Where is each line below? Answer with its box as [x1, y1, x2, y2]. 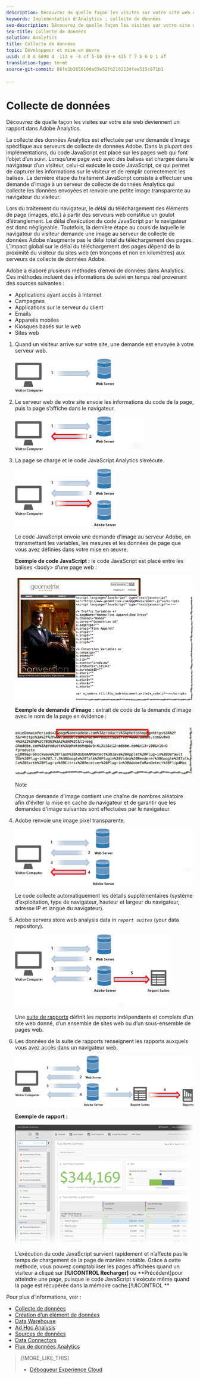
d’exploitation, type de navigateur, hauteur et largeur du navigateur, [14, 898, 180, 905]
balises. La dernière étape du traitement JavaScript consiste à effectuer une [6, 175, 193, 182]
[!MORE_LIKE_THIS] [20, 1355, 70, 1362]
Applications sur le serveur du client [14, 304, 104, 311]
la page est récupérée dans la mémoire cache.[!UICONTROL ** [14, 1282, 170, 1289]
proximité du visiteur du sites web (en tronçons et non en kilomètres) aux [6, 249, 186, 256]
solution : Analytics [6, 35, 58, 41]
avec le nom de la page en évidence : [14, 712, 107, 720]
